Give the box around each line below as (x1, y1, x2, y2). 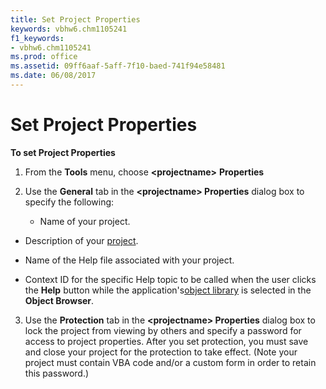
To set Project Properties (10, 146, 116, 158)
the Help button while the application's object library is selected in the (24, 284, 312, 296)
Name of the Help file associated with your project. (24, 254, 235, 266)
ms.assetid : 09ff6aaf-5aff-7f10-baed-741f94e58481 (10, 61, 226, 71)
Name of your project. (39, 215, 131, 227)
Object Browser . (24, 294, 95, 306)
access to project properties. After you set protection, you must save (24, 335, 309, 347)
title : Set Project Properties (10, 14, 141, 25)
